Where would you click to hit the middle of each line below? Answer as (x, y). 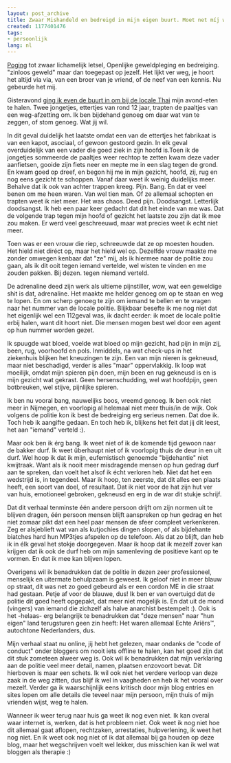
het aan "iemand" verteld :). (46, 430)
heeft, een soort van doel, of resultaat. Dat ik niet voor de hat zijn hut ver (110, 487)
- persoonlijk (27, 39)
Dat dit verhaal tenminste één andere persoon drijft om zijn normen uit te (110, 507)
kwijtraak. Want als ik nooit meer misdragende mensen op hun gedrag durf (113, 465)
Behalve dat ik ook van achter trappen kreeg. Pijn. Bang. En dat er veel (107, 187)
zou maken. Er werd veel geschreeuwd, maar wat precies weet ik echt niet (112, 223)
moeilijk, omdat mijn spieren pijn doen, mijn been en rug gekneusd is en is (112, 373)
